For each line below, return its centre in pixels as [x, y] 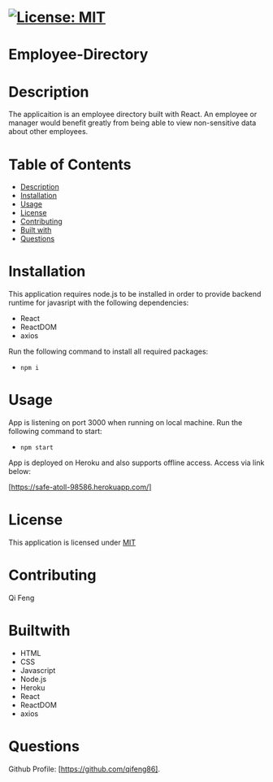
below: [19, 471]
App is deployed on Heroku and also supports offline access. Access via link [136, 463]
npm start [37, 448]
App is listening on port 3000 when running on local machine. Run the [126, 423]
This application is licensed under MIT [72, 543]
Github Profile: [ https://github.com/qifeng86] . [84, 769]
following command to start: [56, 432]
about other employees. [48, 132]
